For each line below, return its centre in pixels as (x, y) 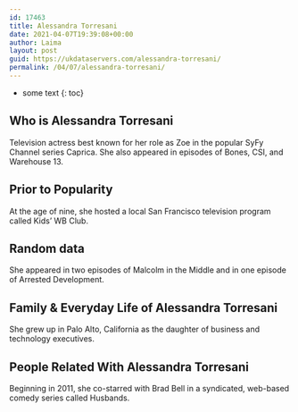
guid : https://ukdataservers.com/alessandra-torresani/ (115, 59)
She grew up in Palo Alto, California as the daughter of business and (135, 329)
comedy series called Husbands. (70, 398)
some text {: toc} (53, 92)
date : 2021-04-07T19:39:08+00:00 (71, 34)
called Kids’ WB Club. (49, 221)
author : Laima (36, 42)
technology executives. (52, 339)
